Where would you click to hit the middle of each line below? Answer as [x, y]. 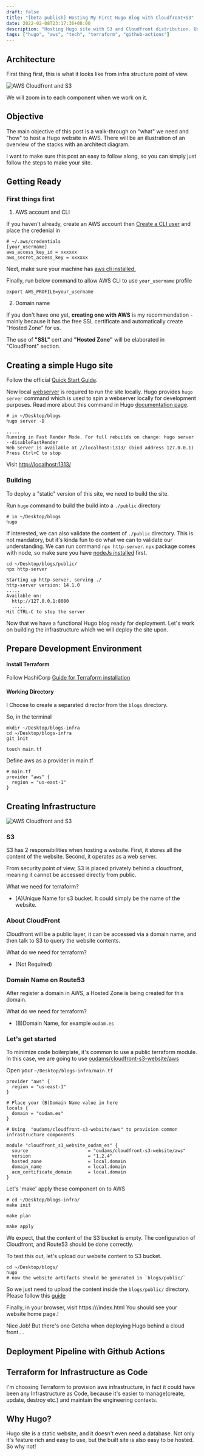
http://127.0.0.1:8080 [40, 601]
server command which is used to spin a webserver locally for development [101, 398]
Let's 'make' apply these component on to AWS [66, 1189]
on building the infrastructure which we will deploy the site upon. [87, 629]
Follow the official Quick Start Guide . [52, 380]
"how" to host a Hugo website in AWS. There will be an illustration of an [96, 138]
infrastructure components [40, 1135]
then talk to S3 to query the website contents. [63, 940]
